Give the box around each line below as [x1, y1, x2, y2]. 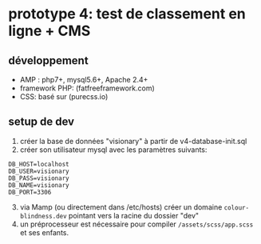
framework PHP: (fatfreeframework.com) [19, 83, 156, 93]
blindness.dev [19, 212, 67, 220]
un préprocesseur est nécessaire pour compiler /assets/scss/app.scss [19, 219, 254, 229]
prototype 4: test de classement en [8, 5, 246, 23]
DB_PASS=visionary [8, 174, 69, 182]
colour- [223, 203, 250, 212]
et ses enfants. [19, 227, 69, 237]
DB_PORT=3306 [8, 188, 52, 196]
